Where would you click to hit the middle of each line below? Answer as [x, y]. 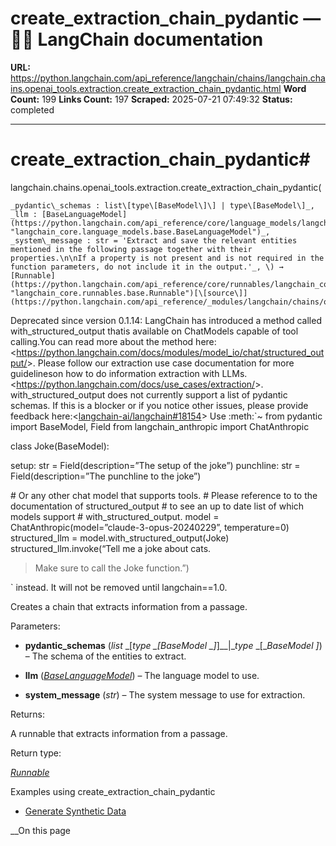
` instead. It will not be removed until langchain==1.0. [119, 587]
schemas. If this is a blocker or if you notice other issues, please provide [159, 405]
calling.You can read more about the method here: [113, 341]
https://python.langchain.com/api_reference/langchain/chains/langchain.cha [168, 78]
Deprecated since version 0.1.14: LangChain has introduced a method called [166, 320]
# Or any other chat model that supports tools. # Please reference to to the [164, 495]
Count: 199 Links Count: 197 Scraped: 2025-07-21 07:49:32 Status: [151, 99]
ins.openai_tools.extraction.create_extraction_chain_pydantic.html [146, 88]
